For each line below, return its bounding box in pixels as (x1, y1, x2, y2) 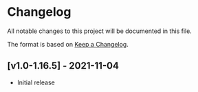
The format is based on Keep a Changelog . (7, 40, 129, 48)
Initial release (16, 78, 55, 87)
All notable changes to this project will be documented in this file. (7, 27, 192, 35)
